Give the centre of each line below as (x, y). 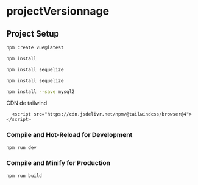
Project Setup (33, 34)
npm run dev (21, 147)
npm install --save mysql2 (41, 92)
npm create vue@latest (35, 47)
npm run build (24, 176)
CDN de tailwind (27, 103)
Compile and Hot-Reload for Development (69, 135)
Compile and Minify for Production (58, 163)
